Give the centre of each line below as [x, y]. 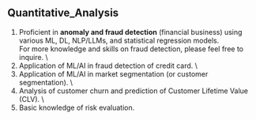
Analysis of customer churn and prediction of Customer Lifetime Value [133, 91]
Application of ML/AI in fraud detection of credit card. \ [108, 66]
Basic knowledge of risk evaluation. [77, 107]
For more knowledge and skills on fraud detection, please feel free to [131, 49]
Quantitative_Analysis [63, 13]
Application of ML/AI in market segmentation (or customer [113, 73]
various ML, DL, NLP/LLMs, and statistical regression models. [119, 40]
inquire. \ [33, 57]
